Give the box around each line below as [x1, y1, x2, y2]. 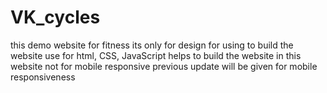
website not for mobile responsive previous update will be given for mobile [10, 60, 318, 72]
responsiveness [10, 71, 76, 83]
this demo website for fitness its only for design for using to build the [10, 39, 294, 51]
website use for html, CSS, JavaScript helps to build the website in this [10, 49, 302, 61]
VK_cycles [10, 6, 101, 29]
